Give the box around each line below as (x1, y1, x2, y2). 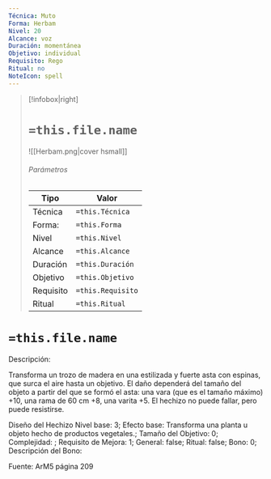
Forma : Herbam (8, 19, 57, 28)
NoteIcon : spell (8, 72, 63, 80)
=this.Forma (75, 220, 122, 229)
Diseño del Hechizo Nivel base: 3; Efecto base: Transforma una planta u (8, 420, 248, 430)
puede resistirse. (8, 404, 65, 413)
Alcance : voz (8, 34, 53, 43)
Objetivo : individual (8, 49, 82, 57)
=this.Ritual (75, 299, 126, 308)
